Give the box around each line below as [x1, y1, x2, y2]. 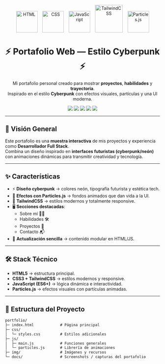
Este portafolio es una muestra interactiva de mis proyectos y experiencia [5, 138, 156, 144]
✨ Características [5, 172, 60, 181]
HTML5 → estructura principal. [12, 270, 75, 277]
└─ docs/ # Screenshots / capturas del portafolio [5, 355, 146, 360]
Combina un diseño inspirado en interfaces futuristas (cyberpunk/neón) [5, 148, 154, 154]
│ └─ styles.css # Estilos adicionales [5, 332, 107, 337]
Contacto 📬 [19, 229, 45, 234]
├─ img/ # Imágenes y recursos [5, 350, 107, 355]
